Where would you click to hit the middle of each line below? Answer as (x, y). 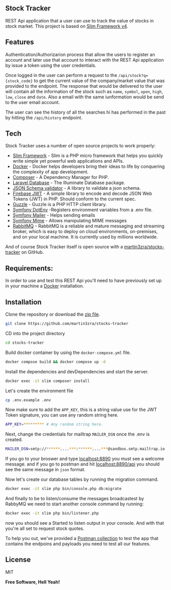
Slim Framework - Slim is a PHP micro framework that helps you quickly (88, 156)
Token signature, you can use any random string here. (62, 415)
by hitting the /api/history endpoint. (44, 117)
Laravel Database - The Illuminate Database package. (69, 183)
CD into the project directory (35, 333)
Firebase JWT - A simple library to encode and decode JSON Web (82, 194)
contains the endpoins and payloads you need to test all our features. (78, 544)
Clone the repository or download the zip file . (53, 314)
